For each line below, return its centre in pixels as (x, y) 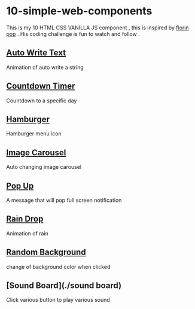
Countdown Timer (41, 86)
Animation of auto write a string (45, 67)
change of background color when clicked (58, 266)
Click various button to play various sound (58, 300)
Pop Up (20, 186)
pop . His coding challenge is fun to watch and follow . (73, 34)
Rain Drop (25, 219)
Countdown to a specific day (42, 101)
